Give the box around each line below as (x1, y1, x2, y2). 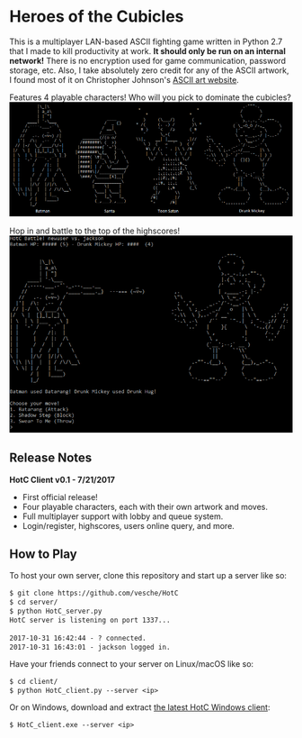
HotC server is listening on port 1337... (9, 615, 171, 625)
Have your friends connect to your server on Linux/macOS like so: (9, 659, 254, 670)
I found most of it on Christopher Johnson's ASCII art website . (9, 74, 240, 85)
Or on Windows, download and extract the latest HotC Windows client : (9, 702, 271, 713)
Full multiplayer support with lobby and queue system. (22, 511, 224, 522)
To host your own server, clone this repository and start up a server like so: (9, 570, 288, 581)
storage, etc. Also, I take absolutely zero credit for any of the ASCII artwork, (9, 65, 289, 76)
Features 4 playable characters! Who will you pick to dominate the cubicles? (9, 92, 292, 103)
